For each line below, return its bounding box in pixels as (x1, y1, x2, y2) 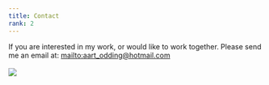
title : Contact (8, 11, 60, 20)
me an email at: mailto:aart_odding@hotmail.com (8, 50, 171, 60)
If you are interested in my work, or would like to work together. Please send (8, 41, 262, 51)
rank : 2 (8, 19, 35, 28)
